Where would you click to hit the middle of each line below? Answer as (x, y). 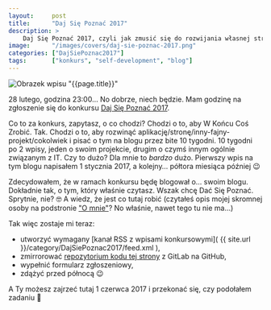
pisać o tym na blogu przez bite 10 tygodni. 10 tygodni (163, 140)
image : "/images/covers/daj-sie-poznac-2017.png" (102, 46)
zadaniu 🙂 (25, 297)
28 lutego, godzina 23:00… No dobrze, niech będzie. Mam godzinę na (125, 99)
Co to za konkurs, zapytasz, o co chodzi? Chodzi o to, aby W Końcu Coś (129, 123)
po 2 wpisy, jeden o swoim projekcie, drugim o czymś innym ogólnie (122, 149)
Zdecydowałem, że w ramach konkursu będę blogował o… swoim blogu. (128, 181)
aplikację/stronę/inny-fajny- (184, 132)
